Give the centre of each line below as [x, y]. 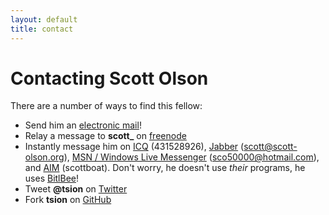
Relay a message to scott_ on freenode [105, 136]
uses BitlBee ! [52, 178]
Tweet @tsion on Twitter [76, 189]
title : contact [42, 29]
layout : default [44, 19]
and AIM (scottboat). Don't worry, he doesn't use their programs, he [165, 168]
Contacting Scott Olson [109, 78]
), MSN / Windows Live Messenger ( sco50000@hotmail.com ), [191, 157]
